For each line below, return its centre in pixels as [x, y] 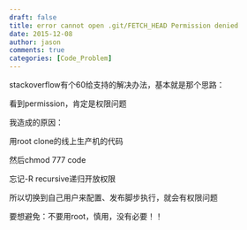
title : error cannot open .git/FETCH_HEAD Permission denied [124, 26]
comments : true [37, 50]
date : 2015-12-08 [41, 34]
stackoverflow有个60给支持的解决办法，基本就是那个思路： [117, 84]
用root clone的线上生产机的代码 [66, 141]
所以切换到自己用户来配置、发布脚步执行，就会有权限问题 [113, 197]
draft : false [33, 17]
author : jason [35, 42]
